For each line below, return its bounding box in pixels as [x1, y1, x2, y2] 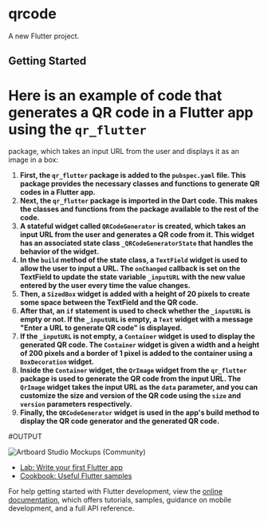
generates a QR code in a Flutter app [8, 103, 254, 121]
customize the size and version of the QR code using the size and [19, 391, 242, 401]
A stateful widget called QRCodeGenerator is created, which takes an [19, 221, 246, 231]
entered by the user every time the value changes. [19, 281, 191, 290]
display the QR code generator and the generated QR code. [19, 416, 220, 426]
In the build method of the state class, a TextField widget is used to [19, 255, 248, 265]
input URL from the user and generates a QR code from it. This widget [19, 230, 255, 239]
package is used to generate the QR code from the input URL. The [19, 374, 242, 384]
